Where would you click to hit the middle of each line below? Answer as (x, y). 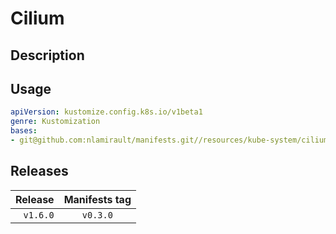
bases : (24, 131)
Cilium (37, 18)
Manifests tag (97, 199)
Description (47, 55)
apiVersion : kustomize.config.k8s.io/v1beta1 (106, 112)
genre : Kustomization (55, 122)
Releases (39, 171)
